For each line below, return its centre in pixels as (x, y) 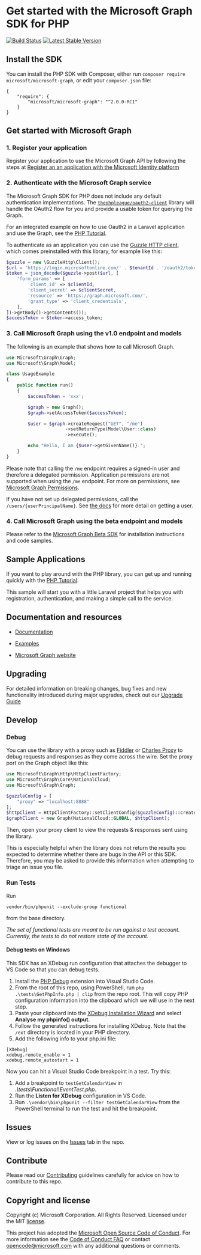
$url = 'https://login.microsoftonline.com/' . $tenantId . (83, 268)
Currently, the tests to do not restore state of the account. (77, 936)
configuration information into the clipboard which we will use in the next (105, 1000)
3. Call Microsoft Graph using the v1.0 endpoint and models (94, 334)
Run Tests (21, 883)
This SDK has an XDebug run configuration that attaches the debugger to (97, 963)
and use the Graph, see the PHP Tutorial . (56, 233)
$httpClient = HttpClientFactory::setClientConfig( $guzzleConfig (89, 813)
